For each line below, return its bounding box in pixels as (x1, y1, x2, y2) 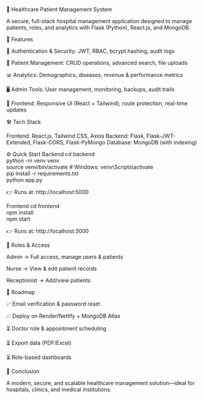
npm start (6, 215, 31, 223)
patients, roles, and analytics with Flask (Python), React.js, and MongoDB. (6, 24, 191, 31)
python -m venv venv (6, 157, 59, 164)
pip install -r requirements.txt (6, 170, 79, 177)
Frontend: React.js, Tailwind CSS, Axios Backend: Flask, (6, 132, 145, 139)
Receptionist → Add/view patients (6, 277, 91, 284)
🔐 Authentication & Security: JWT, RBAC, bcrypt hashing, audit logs (6, 47, 175, 55)
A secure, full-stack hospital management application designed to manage (6, 18, 193, 24)
